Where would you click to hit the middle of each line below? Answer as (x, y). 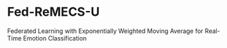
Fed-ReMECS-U (54, 12)
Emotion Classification (55, 38)
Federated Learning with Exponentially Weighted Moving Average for (105, 31)
